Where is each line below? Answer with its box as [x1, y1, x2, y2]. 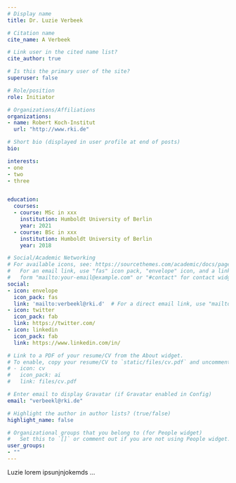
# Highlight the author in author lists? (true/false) [7, 410, 171, 417]
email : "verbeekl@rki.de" [7, 397, 83, 404]
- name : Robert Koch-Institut [7, 119, 96, 126]
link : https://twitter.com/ [13, 320, 96, 327]
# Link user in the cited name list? [7, 48, 118, 56]
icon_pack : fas [13, 293, 58, 300]
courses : [13, 203, 39, 210]
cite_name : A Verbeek [7, 36, 71, 43]
